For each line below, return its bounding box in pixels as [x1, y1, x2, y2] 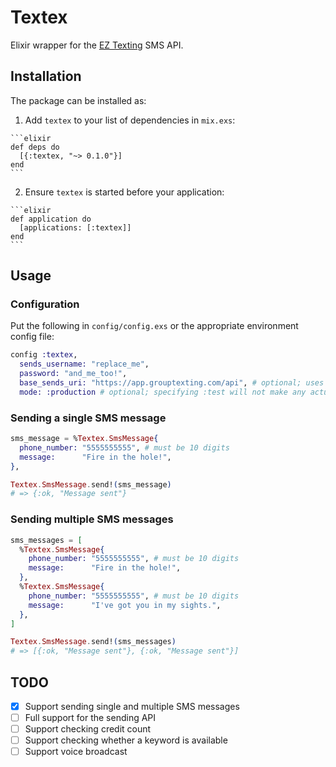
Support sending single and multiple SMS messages [24, 700, 240, 712]
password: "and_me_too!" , [19, 369, 128, 379]
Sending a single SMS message [10, 411, 167, 425]
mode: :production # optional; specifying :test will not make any [19, 387, 307, 397]
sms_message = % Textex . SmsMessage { [10, 434, 159, 444]
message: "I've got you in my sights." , [28, 600, 222, 610]
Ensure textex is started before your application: [24, 186, 225, 198]
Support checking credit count [24, 723, 152, 735]
